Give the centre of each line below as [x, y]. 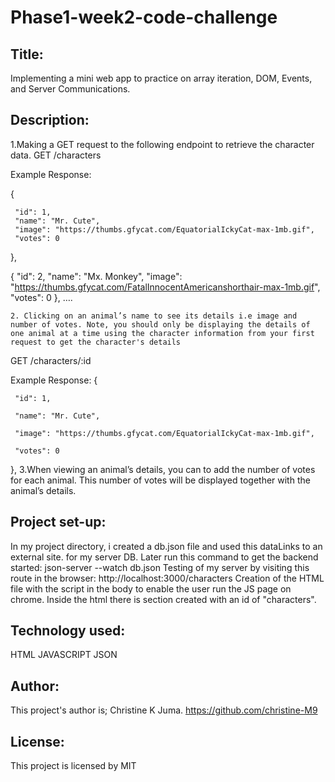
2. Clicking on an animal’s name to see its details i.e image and [154, 316]
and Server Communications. [70, 89]
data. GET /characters [56, 155]
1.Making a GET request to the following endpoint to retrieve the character [162, 144]
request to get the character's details [96, 342]
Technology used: [68, 631]
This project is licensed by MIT [73, 766]
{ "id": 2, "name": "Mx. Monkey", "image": [96, 276]
